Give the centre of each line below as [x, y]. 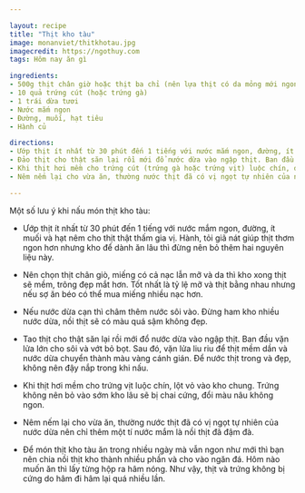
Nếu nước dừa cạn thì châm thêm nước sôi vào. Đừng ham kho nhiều [151, 311]
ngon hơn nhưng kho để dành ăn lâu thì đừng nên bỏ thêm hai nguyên [153, 247]
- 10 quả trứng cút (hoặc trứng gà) [79, 93]
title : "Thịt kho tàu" [52, 34]
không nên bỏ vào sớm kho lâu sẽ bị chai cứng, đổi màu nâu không [148, 395]
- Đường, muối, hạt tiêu [56, 118]
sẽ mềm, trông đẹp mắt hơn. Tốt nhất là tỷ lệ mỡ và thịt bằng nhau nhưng [159, 284]
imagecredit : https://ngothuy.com [75, 51]
